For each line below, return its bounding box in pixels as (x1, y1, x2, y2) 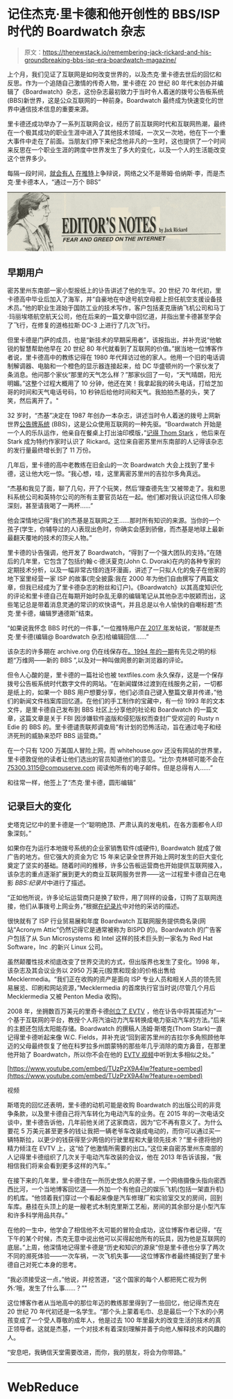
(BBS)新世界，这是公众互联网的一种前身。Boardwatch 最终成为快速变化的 (7, 96, 218, 104)
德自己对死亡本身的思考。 (7, 1260, 80, 1268)
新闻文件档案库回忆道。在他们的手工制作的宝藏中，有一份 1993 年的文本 (19, 697, 225, 705)
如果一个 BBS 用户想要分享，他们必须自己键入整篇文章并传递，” (37, 688, 217, 696)
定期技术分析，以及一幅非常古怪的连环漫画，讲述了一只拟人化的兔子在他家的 (7, 566, 226, 573)
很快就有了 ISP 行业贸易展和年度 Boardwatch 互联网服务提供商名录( (7, 916, 200, 925)
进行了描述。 (53, 878, 90, 887)
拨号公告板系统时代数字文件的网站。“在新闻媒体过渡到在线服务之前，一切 (7, 680, 217, 687)
